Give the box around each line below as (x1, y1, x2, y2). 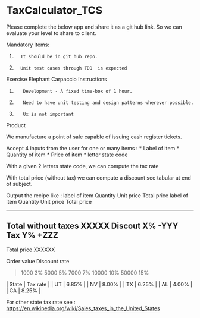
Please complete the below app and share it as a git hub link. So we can (6, 23, 183, 30)
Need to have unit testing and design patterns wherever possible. (23, 99, 194, 106)
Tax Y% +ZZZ (6, 230, 58, 241)
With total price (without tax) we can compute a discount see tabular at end (6, 174, 192, 181)
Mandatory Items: (6, 41, 49, 48)
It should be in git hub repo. (20, 53, 98, 59)
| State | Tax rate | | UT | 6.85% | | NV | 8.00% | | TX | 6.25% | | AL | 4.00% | (6, 281, 193, 288)
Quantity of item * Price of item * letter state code (6, 151, 128, 158)
